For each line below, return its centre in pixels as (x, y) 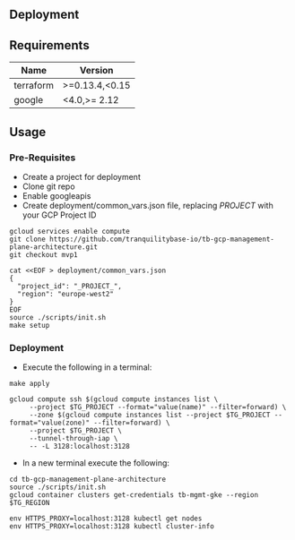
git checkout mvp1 (43, 254)
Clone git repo (48, 186)
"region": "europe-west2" (66, 294)
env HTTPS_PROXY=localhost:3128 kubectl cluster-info (112, 527)
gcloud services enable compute (69, 231)
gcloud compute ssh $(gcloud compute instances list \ (114, 399)
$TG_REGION (30, 503)
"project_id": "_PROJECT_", (70, 286)
